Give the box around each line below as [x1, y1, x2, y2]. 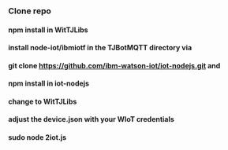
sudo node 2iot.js [8, 133, 67, 142]
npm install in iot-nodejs [8, 79, 89, 88]
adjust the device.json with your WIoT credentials [8, 115, 175, 124]
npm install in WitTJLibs [8, 25, 88, 35]
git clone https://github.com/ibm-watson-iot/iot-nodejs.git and [8, 60, 221, 70]
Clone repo [8, 5, 51, 16]
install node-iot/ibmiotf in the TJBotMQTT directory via [8, 43, 192, 53]
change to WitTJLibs [8, 97, 77, 106]
